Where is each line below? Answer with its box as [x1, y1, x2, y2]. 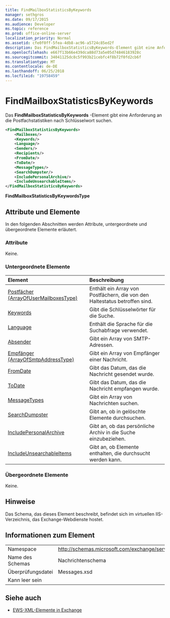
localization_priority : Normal [5, 36, 71, 41]
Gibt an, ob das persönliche [89, 422, 155, 429]
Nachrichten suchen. [89, 399, 139, 407]
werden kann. [89, 456, 122, 463]
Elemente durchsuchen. [89, 414, 146, 421]
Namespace [8, 546, 37, 553]
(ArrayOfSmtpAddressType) [8, 356, 74, 363]
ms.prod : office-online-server [5, 31, 71, 36]
